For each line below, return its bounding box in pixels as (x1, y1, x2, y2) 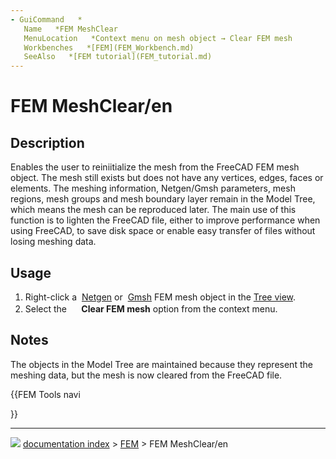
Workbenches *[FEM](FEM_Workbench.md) (23, 42, 195, 53)
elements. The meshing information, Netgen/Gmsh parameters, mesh (10, 182, 296, 195)
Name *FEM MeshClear (23, 24, 118, 34)
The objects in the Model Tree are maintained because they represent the (10, 358, 313, 370)
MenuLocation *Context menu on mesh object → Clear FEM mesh (23, 33, 293, 43)
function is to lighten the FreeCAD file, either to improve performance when (10, 214, 321, 226)
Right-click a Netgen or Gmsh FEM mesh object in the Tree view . (24, 291, 297, 303)
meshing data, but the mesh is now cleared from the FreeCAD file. (10, 369, 283, 381)
